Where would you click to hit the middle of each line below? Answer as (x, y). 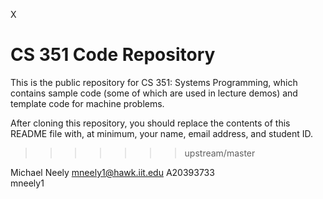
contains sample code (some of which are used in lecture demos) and (154, 93)
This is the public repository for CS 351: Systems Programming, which (154, 82)
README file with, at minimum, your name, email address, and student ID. (162, 133)
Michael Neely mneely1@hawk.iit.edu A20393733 (112, 172)
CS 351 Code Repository (113, 55)
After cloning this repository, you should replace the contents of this (150, 123)
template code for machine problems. (87, 103)
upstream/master (220, 153)
